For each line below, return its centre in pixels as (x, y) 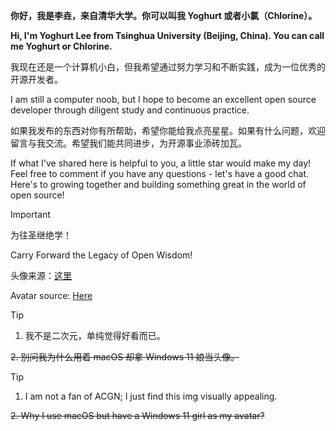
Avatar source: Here (51, 295)
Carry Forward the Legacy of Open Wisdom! (101, 255)
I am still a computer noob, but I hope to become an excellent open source (163, 99)
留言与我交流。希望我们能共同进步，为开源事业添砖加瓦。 (128, 143)
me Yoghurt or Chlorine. (61, 46)
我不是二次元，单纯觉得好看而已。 (95, 335)
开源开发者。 (36, 79)
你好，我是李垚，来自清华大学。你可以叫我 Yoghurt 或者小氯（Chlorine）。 (164, 15)
